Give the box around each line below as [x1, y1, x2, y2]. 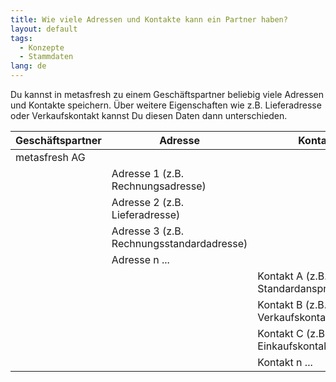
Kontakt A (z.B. [257, 269, 328, 283]
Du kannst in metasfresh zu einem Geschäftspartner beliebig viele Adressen [10, 89, 325, 100]
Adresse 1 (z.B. [111, 167, 185, 180]
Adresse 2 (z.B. [111, 196, 185, 209]
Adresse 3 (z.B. [111, 224, 185, 238]
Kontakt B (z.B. [257, 298, 327, 311]
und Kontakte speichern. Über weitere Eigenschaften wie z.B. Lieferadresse [10, 99, 322, 111]
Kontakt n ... [257, 356, 313, 369]
